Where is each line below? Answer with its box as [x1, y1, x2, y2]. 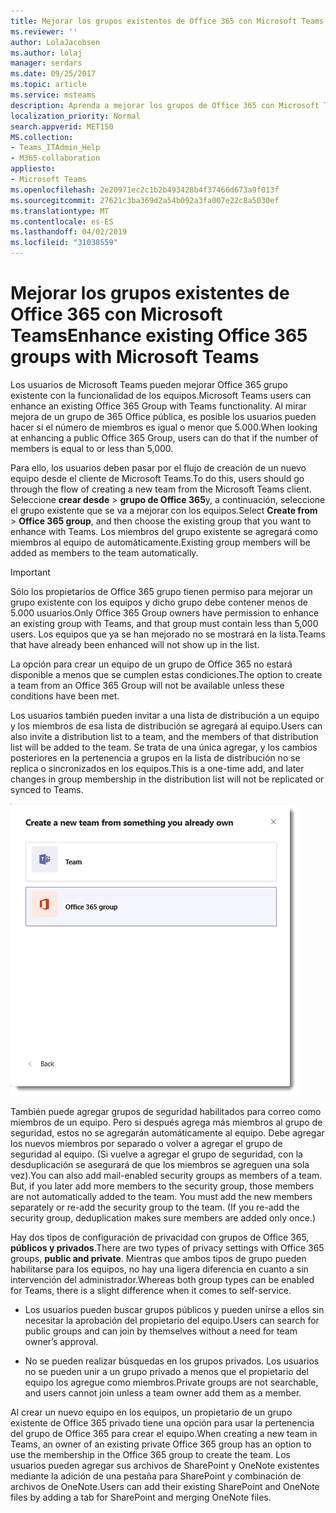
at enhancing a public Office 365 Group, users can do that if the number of [10, 431, 319, 444]
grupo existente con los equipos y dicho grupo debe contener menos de [10, 596, 309, 608]
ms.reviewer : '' [10, 26, 78, 37]
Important [10, 566, 51, 578]
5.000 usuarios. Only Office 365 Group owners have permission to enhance [10, 606, 320, 619]
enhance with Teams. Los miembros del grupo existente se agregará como [10, 525, 318, 537]
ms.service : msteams [10, 90, 97, 100]
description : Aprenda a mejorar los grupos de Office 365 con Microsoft [10, 100, 320, 110]
